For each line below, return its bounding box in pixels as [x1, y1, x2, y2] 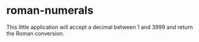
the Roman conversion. [6, 29, 65, 37]
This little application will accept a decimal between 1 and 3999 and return [6, 23, 194, 31]
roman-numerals [6, 4, 93, 17]
